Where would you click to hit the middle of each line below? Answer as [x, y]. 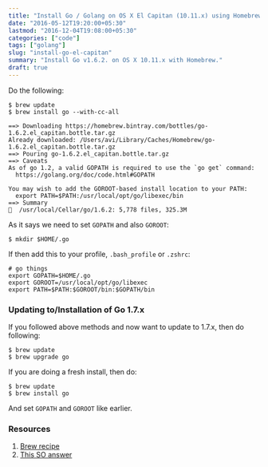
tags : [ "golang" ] [37, 46]
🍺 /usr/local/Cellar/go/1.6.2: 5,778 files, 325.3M [98, 210]
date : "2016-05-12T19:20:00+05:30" [67, 23]
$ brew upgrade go [39, 357]
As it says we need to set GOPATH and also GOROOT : [89, 224]
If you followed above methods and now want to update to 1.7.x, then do [126, 327]
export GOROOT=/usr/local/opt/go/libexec [78, 283]
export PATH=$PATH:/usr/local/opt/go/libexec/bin [99, 196]
